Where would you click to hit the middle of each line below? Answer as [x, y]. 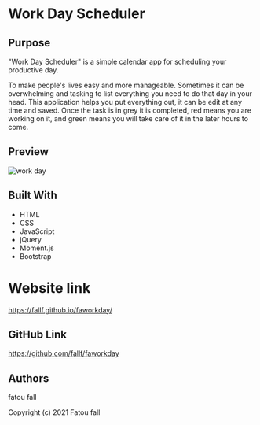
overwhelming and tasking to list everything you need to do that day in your [130, 94]
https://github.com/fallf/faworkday [64, 353]
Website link [49, 288]
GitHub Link [37, 334]
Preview [29, 152]
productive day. [33, 70]
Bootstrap [35, 256]
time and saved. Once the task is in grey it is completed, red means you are [130, 110]
